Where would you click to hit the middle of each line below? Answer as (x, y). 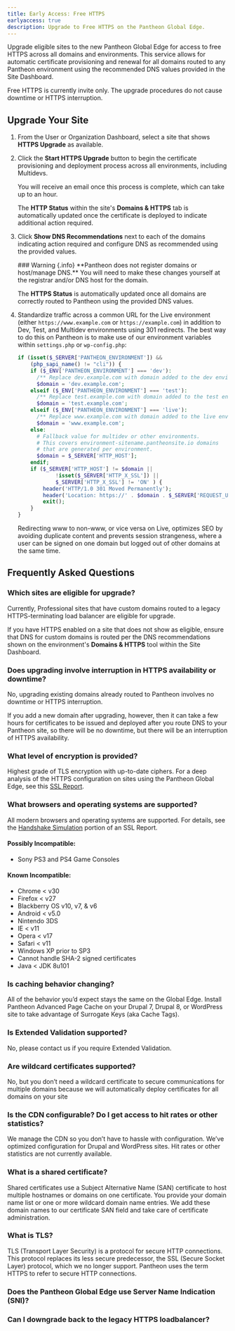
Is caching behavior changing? (61, 984)
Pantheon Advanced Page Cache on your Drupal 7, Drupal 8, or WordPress (115, 1007)
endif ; (40, 463)
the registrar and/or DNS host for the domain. (83, 280)
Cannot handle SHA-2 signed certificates (77, 958)
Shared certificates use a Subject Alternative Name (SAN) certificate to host (117, 1187)
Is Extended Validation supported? (67, 1032)
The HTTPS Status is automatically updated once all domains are (112, 294)
